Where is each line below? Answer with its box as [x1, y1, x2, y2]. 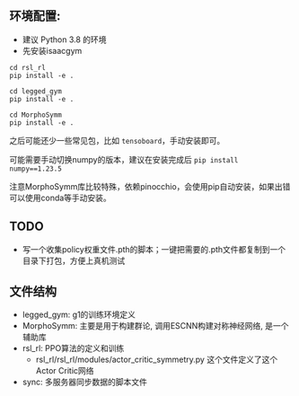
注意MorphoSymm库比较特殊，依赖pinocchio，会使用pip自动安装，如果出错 [9, 180, 291, 191]
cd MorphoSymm [9, 110, 63, 119]
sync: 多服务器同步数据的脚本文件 [22, 376, 148, 388]
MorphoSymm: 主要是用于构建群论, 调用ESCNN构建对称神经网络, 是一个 [22, 321, 289, 331]
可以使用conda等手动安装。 [9, 192, 112, 203]
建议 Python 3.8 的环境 [22, 34, 107, 45]
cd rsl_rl [9, 63, 47, 72]
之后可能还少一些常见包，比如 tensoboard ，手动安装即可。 [9, 135, 225, 145]
